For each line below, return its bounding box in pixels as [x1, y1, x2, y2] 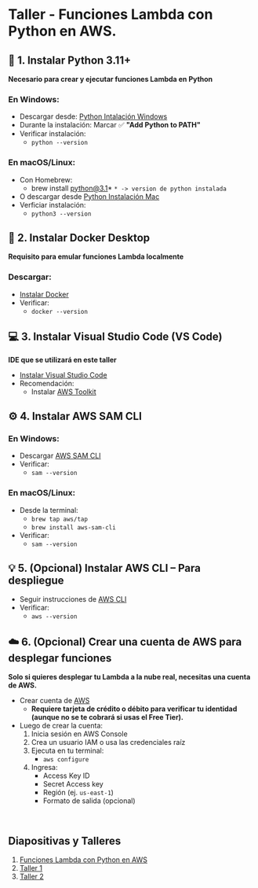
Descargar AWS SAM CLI [19, 451, 101, 461]
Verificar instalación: [19, 129, 86, 138]
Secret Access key [42, 779, 104, 789]
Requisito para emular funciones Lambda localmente [8, 252, 184, 261]
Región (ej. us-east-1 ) [42, 788, 114, 798]
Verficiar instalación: [19, 200, 86, 209]
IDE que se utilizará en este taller [8, 355, 118, 364]
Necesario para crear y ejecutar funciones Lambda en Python [8, 75, 213, 83]
